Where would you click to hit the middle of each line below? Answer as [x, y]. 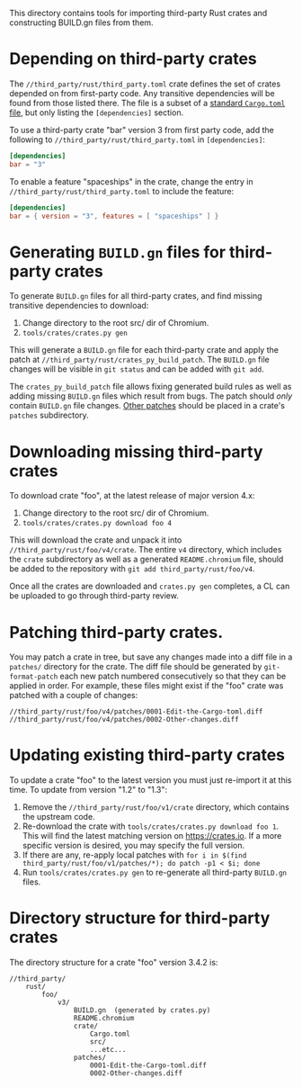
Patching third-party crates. [116, 632]
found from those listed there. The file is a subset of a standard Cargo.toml [147, 103]
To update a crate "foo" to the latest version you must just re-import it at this [151, 780]
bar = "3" [28, 164]
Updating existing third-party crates [147, 755]
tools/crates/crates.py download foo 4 [97, 524]
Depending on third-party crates [133, 59]
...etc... [108, 1050]
